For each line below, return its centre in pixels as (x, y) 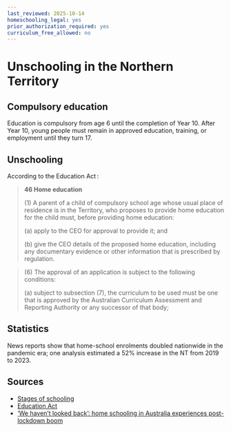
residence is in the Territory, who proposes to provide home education (124, 210)
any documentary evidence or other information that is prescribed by (122, 251)
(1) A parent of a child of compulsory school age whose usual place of (123, 203)
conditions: (40, 280)
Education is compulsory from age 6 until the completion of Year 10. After (111, 123)
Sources (26, 382)
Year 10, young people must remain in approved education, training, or (107, 131)
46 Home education (53, 189)
